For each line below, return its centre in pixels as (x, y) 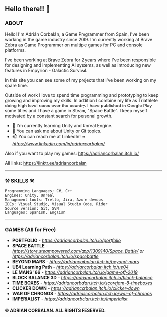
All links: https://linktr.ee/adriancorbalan (46, 163)
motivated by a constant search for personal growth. (59, 116)
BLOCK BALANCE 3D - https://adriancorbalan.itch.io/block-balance (82, 278)
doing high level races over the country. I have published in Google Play (79, 106)
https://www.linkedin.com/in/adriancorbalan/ (59, 144)
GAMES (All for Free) (31, 229)
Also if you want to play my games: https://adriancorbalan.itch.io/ (72, 153)
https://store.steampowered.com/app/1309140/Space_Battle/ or (78, 251)
